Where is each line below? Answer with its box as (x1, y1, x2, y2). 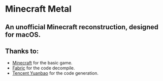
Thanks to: (5, 47, 39, 55)
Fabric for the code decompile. (12, 65, 75, 71)
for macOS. (5, 30, 41, 39)
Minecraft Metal (5, 3, 72, 15)
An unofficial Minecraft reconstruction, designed (5, 23, 159, 31)
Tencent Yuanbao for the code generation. (12, 70, 98, 76)
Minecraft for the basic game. (12, 60, 73, 66)
